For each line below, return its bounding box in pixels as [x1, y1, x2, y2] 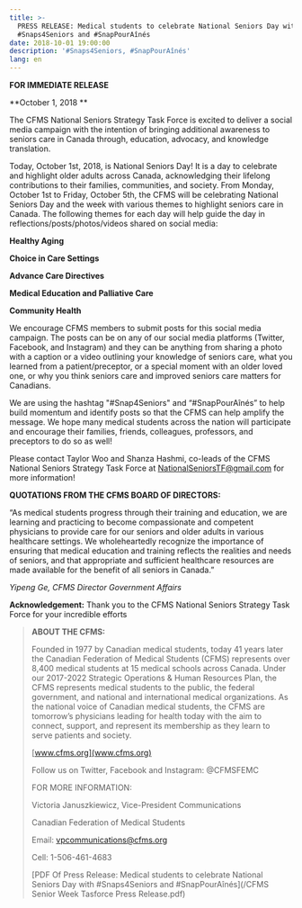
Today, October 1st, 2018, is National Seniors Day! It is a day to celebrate [9, 161, 278, 171]
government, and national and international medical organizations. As [31, 692, 289, 702]
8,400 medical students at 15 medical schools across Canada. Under [31, 663, 287, 673]
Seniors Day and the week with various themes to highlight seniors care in [9, 199, 284, 210]
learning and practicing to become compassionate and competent [9, 517, 254, 527]
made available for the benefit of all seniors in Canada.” [9, 564, 215, 575]
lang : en [9, 55, 42, 64]
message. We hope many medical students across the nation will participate [9, 417, 291, 427]
